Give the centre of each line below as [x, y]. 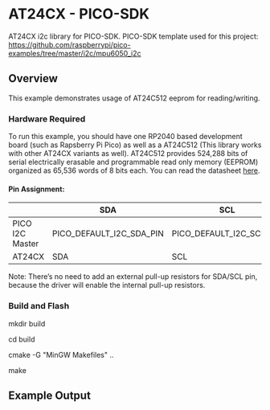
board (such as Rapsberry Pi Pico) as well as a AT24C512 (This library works [135, 145]
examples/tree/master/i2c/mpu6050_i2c [75, 53]
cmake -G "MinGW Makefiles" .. [61, 355]
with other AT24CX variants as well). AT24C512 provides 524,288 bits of [128, 154]
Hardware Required [47, 119]
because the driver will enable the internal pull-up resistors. [107, 285]
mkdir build [27, 323]
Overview [33, 78]
